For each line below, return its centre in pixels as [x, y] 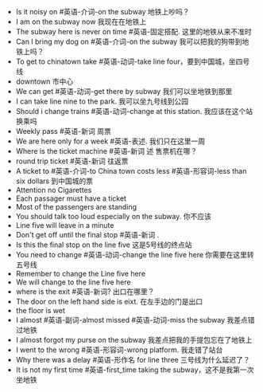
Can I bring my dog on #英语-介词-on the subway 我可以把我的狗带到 [129, 41]
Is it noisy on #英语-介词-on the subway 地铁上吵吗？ [102, 12]
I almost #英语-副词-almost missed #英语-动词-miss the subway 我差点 [131, 320]
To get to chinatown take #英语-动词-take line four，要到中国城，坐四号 [133, 61]
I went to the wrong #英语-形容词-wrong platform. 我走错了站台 [119, 350]
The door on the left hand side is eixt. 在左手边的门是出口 [109, 302]
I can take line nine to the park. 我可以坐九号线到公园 [102, 101]
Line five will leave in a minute [65, 225]
